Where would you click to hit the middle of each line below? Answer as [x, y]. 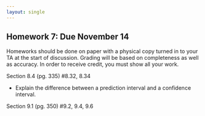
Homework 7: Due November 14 [68, 37]
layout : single [26, 12]
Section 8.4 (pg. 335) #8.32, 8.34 [48, 76]
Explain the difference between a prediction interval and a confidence [103, 88]
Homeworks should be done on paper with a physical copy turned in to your [102, 51]
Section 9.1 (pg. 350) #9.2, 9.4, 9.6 [50, 106]
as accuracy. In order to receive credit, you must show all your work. [93, 64]
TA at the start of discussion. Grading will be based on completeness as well [102, 58]
